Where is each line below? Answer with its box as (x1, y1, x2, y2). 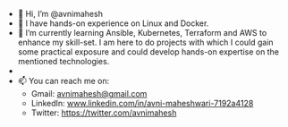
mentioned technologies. (17, 56, 110, 66)
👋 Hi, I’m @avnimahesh (17, 9, 103, 19)
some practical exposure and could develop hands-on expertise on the (17, 47, 280, 57)
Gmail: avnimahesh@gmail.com (30, 89, 148, 98)
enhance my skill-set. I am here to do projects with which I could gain (17, 37, 275, 47)
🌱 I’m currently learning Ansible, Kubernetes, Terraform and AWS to (17, 28, 267, 38)
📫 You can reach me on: (17, 76, 110, 86)
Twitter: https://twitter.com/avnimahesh (30, 107, 177, 118)
